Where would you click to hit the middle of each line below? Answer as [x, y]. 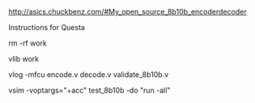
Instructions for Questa [47, 27]
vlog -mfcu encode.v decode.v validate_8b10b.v [89, 75]
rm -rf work [28, 43]
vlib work [23, 59]
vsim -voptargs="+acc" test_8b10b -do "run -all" [89, 90]
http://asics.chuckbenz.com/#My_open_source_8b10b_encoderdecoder [127, 12]
